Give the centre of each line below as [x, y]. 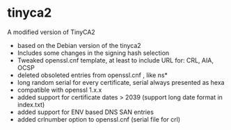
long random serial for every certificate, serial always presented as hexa [121, 82]
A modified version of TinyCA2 [51, 32]
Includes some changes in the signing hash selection [93, 53]
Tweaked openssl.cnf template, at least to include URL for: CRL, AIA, [115, 60]
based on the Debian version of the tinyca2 [79, 45]
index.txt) [31, 104]
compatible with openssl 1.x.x [59, 90]
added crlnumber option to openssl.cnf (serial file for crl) [99, 119]
